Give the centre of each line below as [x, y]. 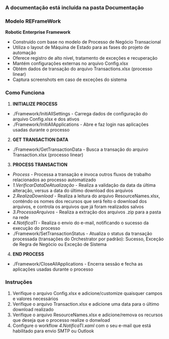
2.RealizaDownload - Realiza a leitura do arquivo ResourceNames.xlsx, [86, 196]
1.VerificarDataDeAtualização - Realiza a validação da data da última [84, 185]
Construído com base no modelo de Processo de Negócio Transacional [87, 42]
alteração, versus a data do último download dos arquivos [73, 190]
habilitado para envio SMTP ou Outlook [53, 331]
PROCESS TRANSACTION [40, 164]
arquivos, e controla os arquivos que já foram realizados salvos [78, 206]
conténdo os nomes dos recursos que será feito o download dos [80, 201]
